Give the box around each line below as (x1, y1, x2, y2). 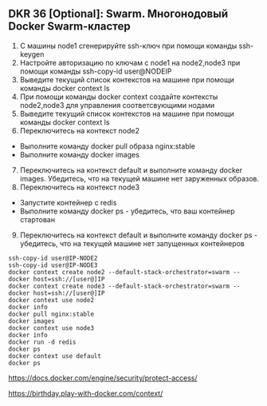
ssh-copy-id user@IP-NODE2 (8, 254, 98, 262)
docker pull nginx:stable (8, 310, 94, 318)
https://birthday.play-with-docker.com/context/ (8, 388, 163, 398)
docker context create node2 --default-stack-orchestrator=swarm (8, 268, 230, 276)
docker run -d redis (8, 338, 77, 346)
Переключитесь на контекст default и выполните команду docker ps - (19, 230, 257, 240)
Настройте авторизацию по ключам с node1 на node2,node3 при (19, 58, 241, 67)
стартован (19, 214, 56, 224)
